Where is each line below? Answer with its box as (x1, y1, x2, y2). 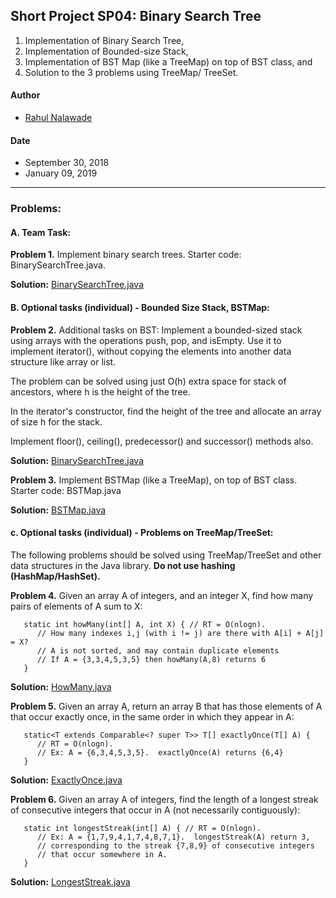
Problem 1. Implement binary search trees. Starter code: (10, 249, 242, 261)
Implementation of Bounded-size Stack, (24, 45, 189, 57)
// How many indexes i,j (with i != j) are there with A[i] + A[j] (36, 628, 325, 638)
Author (10, 89, 41, 101)
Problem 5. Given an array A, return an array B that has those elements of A (10, 700, 323, 712)
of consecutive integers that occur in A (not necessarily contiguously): (10, 804, 301, 816)
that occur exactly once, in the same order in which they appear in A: (10, 710, 295, 723)
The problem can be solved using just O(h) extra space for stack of (10, 375, 287, 387)
